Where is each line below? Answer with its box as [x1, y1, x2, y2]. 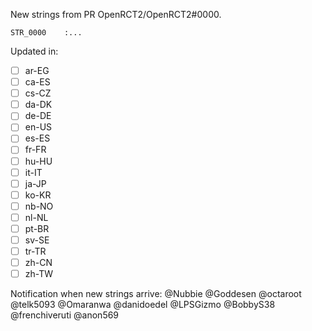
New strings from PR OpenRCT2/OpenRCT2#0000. [10, 9, 222, 20]
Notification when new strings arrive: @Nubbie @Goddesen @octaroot [10, 288, 302, 300]
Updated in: [10, 45, 59, 57]
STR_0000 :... [10, 28, 83, 38]
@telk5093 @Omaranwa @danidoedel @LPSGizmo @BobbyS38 [10, 299, 276, 311]
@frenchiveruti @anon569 [10, 309, 120, 321]
